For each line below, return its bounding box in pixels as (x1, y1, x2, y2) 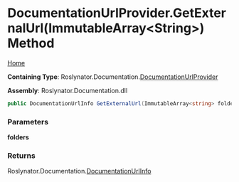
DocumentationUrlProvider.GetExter (7, 5, 226, 21)
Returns (7, 151, 36, 161)
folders (7, 133, 30, 141)
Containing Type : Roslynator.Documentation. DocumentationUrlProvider (7, 73, 218, 81)
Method (7, 36, 55, 51)
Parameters (7, 117, 48, 127)
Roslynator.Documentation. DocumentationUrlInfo (7, 167, 152, 176)
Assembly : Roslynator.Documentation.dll (7, 86, 128, 95)
